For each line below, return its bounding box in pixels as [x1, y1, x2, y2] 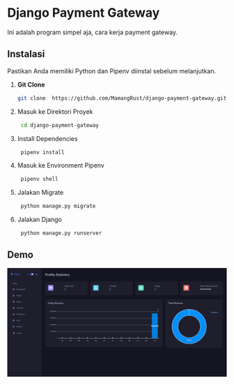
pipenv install [20, 149, 65, 156]
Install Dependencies [17, 134, 78, 142]
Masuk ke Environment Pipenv [17, 161, 104, 170]
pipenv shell [20, 176, 58, 183]
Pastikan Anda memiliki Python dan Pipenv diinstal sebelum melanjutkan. [7, 66, 217, 75]
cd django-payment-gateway [20, 121, 99, 128]
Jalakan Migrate [17, 189, 64, 197]
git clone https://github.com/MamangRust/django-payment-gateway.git [17, 94, 227, 102]
